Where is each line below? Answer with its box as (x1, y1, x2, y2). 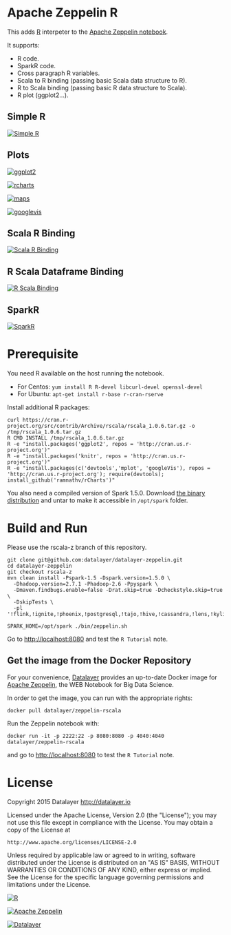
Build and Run (7, 520, 88, 536)
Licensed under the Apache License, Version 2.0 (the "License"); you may (7, 811, 217, 819)
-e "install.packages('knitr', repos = (13, 453, 128, 460)
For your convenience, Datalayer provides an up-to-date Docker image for (7, 673, 218, 681)
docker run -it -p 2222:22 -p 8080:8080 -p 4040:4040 (7, 732, 165, 739)
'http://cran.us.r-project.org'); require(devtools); (7, 471, 165, 477)
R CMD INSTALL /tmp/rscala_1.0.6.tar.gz (7, 434, 125, 442)
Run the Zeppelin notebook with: (7, 719, 100, 728)
